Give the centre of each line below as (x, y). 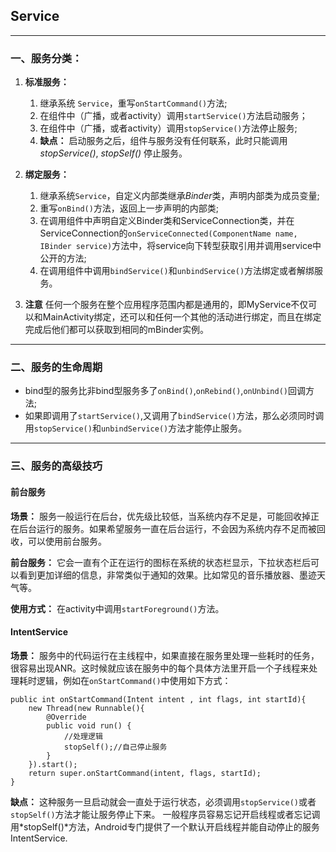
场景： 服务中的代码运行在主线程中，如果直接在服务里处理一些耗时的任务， (165, 655)
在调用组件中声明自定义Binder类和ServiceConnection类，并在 (167, 221)
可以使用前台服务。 (67, 541)
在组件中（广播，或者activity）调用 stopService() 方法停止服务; (168, 128)
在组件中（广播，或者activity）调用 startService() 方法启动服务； (173, 116)
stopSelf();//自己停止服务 (115, 747)
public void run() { (89, 725)
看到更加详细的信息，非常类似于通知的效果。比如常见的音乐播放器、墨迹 (167, 575)
